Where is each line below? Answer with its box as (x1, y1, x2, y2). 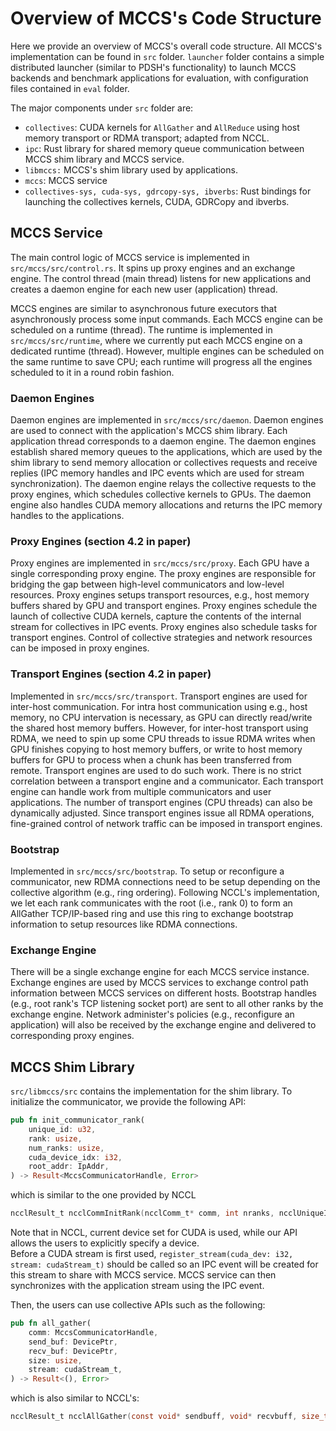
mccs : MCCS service (24, 174, 108, 186)
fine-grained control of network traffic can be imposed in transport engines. (10, 817, 323, 829)
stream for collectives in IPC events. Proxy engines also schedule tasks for (10, 621, 318, 633)
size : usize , (28, 1355, 83, 1366)
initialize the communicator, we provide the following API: (10, 1096, 247, 1108)
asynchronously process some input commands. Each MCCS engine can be (10, 313, 323, 325)
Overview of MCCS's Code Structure (10, 7, 322, 30)
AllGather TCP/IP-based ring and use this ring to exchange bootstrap (10, 907, 294, 919)
